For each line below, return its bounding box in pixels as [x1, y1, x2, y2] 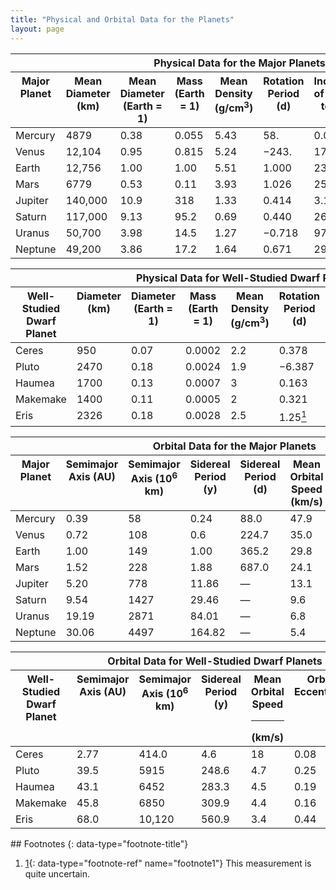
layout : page [10, 24, 65, 34]
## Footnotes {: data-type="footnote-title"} [10, 837, 189, 850]
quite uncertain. [24, 867, 90, 880]
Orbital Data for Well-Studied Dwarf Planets [107, 654, 323, 668]
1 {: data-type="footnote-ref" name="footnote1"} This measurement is [24, 857, 312, 869]
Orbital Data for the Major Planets [152, 439, 317, 453]
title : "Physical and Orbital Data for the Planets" [10, 14, 235, 25]
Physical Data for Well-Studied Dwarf [136, 271, 321, 285]
